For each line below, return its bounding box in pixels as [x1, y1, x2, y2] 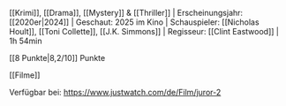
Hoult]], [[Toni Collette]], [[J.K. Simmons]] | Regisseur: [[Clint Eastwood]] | [9, 26, 280, 36]
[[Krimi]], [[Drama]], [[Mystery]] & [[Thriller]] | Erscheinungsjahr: [9, 8, 244, 18]
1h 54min [9, 35, 42, 46]
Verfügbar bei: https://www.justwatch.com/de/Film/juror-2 [9, 87, 222, 97]
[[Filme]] [9, 70, 41, 80]
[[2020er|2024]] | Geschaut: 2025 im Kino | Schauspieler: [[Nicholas [9, 17, 260, 27]
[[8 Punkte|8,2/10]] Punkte [9, 53, 106, 63]
